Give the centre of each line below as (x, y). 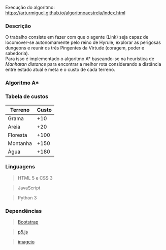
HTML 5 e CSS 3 (35, 178)
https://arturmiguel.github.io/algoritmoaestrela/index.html (65, 13)
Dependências (24, 211)
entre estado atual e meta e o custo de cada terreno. (60, 70)
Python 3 (27, 197)
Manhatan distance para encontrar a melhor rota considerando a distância (83, 64)
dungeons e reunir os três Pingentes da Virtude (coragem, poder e (75, 48)
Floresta (18, 135)
